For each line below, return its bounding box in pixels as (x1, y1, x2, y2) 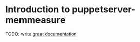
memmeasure (5, 14, 66, 26)
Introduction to (5, 4, 70, 15)
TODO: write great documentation (5, 31, 77, 37)
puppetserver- (71, 4, 136, 15)
